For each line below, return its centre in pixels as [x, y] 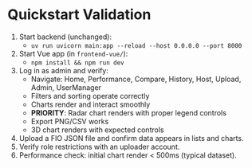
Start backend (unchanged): [65, 37]
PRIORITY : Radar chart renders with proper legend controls [128, 112]
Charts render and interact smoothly [91, 104]
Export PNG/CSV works [70, 121]
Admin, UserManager [66, 87]
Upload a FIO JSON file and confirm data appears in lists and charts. [131, 138]
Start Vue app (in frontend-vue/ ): [73, 53]
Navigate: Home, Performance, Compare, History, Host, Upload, [136, 79]
